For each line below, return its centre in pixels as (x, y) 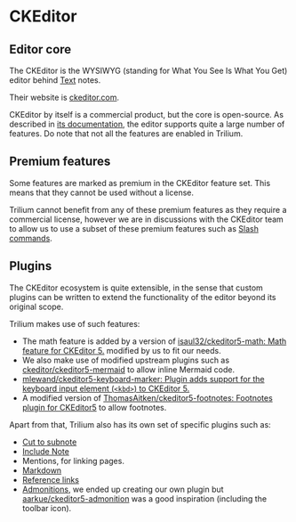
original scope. (36, 306)
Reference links (51, 479)
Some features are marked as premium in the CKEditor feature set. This (140, 183)
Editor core (40, 49)
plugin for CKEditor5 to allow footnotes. (94, 407)
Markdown (42, 470)
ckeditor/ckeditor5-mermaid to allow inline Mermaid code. (128, 369)
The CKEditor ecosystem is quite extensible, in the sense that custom (136, 288)
